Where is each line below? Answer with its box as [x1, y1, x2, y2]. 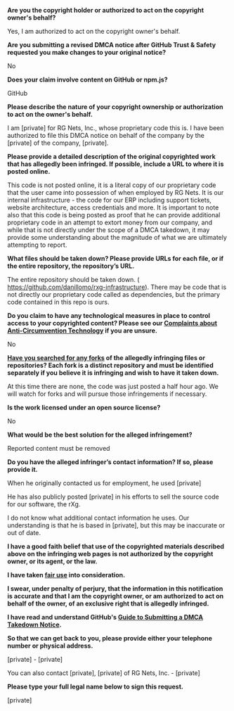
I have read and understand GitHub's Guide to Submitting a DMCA [7, 613, 204, 621]
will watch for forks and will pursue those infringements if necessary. [7, 390, 207, 398]
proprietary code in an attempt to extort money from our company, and [7, 218, 213, 226]
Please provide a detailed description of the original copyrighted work [7, 153, 216, 160]
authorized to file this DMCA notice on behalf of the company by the [7, 132, 205, 139]
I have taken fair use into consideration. [7, 571, 125, 579]
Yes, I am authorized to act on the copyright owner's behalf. [7, 27, 181, 35]
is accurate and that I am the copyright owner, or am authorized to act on [7, 592, 224, 600]
